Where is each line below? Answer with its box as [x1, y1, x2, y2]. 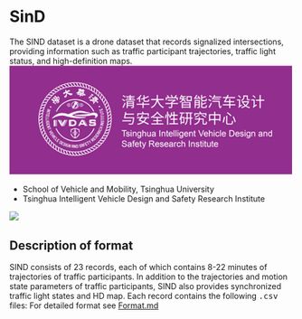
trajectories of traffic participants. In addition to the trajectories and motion [9, 271, 288, 282]
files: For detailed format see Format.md [9, 300, 159, 311]
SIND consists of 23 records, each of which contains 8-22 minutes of [9, 262, 268, 273]
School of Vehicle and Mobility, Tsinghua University [22, 183, 215, 194]
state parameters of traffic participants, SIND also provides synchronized [9, 281, 282, 292]
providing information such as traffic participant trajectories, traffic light [9, 45, 276, 56]
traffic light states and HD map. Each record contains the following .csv [9, 291, 278, 302]
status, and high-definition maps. [9, 55, 133, 66]
